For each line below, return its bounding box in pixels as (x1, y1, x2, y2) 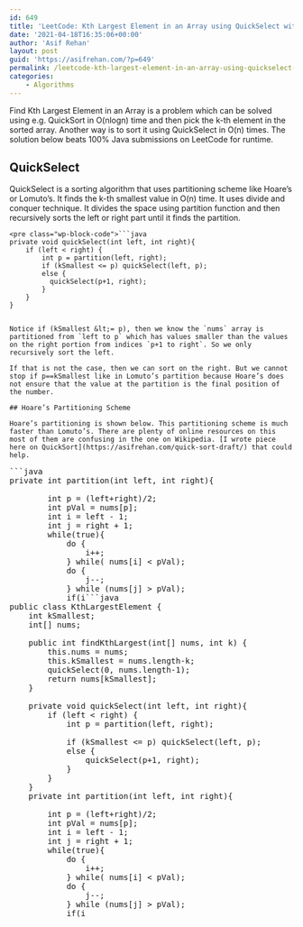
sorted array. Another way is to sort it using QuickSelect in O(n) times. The (9, 124, 286, 135)
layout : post (9, 47, 59, 56)
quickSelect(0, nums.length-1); (47, 665, 191, 675)
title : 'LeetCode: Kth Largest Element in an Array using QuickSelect (9, 22, 280, 31)
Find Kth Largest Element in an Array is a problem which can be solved (9, 105, 272, 115)
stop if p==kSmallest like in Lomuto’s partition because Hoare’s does (9, 372, 284, 381)
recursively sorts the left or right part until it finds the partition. (9, 213, 241, 224)
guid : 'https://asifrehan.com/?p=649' (9, 55, 155, 64)
